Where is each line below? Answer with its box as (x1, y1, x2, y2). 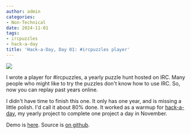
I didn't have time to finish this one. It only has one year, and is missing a (6, 97, 182, 104)
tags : (6, 30, 19, 36)
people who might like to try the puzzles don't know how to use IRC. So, (6, 80, 180, 87)
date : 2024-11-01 (6, 25, 49, 31)
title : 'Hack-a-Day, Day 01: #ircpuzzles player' (6, 47, 130, 53)
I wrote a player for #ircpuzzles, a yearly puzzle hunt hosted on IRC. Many (6, 74, 186, 81)
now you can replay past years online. (6, 86, 98, 93)
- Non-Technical (6, 19, 46, 25)
